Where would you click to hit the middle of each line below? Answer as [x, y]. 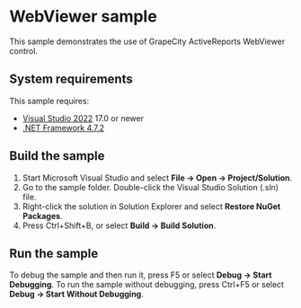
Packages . [42, 216]
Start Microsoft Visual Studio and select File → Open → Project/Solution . [157, 178]
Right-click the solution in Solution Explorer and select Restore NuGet [151, 206]
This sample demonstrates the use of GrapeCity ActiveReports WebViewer [147, 41]
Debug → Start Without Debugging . [76, 295]
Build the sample [57, 156]
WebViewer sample [83, 17]
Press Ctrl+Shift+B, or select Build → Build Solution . [119, 225]
